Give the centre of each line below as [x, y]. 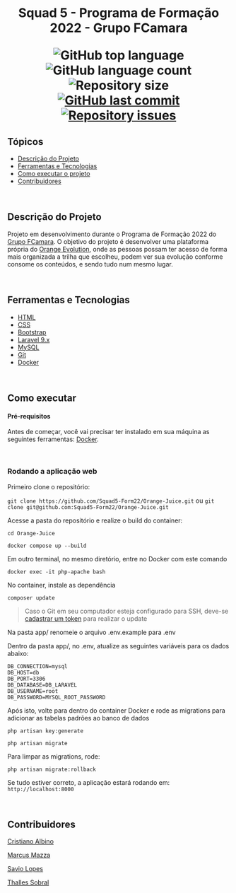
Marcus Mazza [29, 855]
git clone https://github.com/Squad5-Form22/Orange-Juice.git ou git [111, 501]
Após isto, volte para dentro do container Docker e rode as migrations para [117, 710]
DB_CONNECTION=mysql [38, 666]
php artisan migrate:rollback [52, 769]
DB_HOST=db [23, 672]
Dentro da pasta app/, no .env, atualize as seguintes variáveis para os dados [118, 646]
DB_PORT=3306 [26, 679]
